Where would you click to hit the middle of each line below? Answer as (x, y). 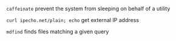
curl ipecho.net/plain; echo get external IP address (73, 20)
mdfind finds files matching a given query (58, 31)
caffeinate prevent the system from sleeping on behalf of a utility (88, 9)
